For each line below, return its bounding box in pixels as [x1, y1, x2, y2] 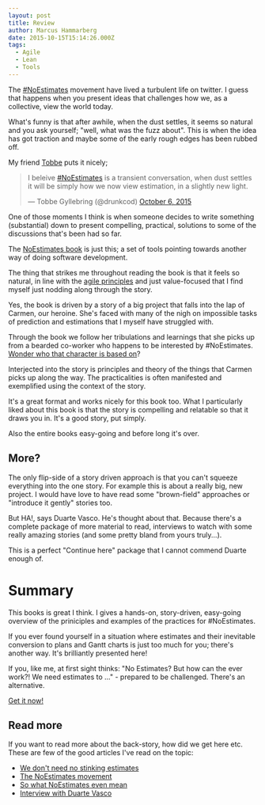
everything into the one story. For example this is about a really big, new [8, 480, 244, 491]
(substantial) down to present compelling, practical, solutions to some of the [8, 220, 257, 230]
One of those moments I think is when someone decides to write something [8, 211, 255, 222]
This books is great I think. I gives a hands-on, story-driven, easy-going [8, 607, 241, 617]
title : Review [8, 19, 55, 27]
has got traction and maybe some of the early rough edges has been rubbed [8, 134, 258, 143]
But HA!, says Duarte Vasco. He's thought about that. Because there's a [8, 513, 242, 522]
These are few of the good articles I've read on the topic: [8, 748, 194, 758]
